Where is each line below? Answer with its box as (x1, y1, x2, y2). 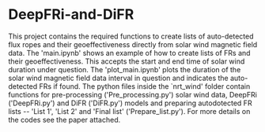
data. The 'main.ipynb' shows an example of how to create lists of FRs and (8, 48, 251, 57)
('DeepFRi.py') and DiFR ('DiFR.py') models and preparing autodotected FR (8, 98, 252, 108)
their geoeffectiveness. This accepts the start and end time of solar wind (8, 57, 245, 66)
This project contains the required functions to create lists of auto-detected (8, 31, 254, 41)
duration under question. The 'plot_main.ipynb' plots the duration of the (8, 64, 241, 74)
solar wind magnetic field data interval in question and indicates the (8, 73, 229, 82)
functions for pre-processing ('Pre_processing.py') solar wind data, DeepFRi (8, 90, 257, 99)
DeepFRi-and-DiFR (8, 5, 134, 24)
